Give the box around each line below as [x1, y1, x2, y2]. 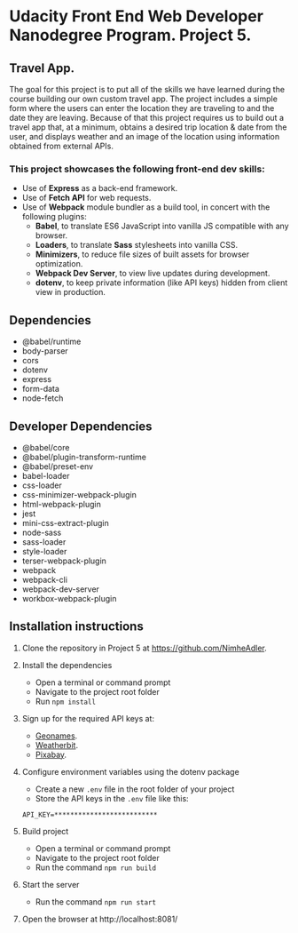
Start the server [21, 879, 80, 889]
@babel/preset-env [21, 460, 94, 472]
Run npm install [35, 696, 96, 706]
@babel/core [21, 442, 70, 452]
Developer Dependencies [9, 419, 153, 434]
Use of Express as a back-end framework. [21, 183, 178, 194]
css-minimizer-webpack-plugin [21, 489, 137, 499]
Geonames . [35, 730, 78, 741]
